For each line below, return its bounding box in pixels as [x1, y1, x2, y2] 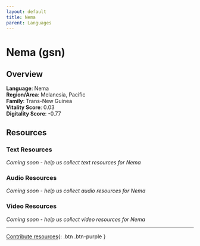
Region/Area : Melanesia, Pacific [6, 91, 86, 98]
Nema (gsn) [6, 45, 65, 59]
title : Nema [6, 14, 36, 20]
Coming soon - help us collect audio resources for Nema [6, 187, 146, 194]
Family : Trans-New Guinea [6, 98, 73, 105]
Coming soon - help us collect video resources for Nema [6, 216, 146, 223]
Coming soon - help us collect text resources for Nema [6, 159, 141, 166]
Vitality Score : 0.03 [6, 104, 55, 111]
